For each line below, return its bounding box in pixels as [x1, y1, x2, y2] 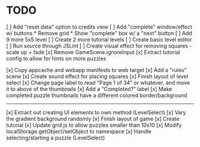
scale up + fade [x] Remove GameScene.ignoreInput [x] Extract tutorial [6, 48, 180, 55]
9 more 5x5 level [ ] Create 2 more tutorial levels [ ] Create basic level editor [6, 36, 192, 43]
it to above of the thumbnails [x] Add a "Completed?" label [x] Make [6, 85, 173, 92]
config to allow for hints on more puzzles [6, 55, 107, 62]
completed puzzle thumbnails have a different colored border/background [6, 92, 187, 99]
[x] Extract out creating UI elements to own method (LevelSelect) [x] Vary [6, 108, 186, 116]
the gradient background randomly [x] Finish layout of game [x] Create [6, 115, 180, 122]
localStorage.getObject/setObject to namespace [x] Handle [6, 127, 152, 135]
